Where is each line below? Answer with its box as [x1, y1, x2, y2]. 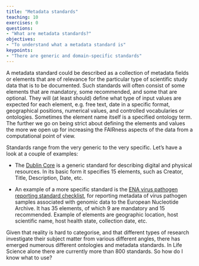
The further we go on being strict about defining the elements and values [6, 119, 185, 126]
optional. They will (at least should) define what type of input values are [6, 94, 182, 102]
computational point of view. [6, 132, 76, 140]
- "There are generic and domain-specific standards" [6, 53, 143, 59]
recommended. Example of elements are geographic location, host [14, 211, 178, 218]
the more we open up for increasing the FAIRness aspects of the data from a [6, 126, 193, 133]
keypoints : [6, 47, 33, 53]
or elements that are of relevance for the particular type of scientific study [6, 75, 188, 83]
